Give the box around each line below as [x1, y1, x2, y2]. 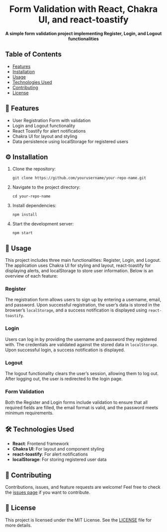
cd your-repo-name [12, 194, 51, 199]
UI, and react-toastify [38, 14, 129, 25]
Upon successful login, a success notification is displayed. [5, 347, 125, 353]
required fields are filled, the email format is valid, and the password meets [5, 405, 158, 411]
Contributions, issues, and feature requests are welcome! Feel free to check [5, 484, 161, 490]
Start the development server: [12, 221, 74, 227]
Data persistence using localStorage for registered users [12, 138, 128, 145]
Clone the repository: [12, 166, 56, 172]
